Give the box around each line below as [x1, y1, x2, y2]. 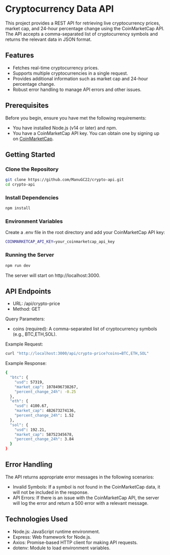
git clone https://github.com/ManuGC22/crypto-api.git [5, 177, 124, 182]
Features [5, 51, 34, 60]
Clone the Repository [5, 166, 59, 173]
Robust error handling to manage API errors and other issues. [12, 86, 141, 92]
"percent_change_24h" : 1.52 [14, 413, 74, 418]
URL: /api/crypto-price [12, 300, 60, 307]
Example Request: [5, 341, 43, 348]
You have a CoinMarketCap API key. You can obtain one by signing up [12, 130, 159, 136]
